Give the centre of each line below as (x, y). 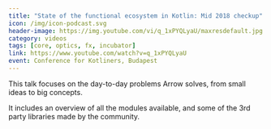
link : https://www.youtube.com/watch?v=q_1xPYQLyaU (97, 53)
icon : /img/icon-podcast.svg (58, 23)
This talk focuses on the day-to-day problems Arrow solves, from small (127, 83)
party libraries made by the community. (74, 116)
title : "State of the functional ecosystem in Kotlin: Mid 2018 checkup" (136, 16)
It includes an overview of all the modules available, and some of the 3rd (129, 108)
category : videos (38, 38)
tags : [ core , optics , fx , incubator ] (72, 46)
